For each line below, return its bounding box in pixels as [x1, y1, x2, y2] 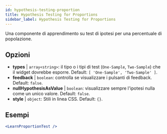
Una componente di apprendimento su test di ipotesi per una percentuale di [5, 31, 162, 37]
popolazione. [5, 36, 33, 42]
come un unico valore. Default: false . [12, 91, 91, 97]
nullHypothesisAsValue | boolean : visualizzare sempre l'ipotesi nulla [12, 85, 155, 91]
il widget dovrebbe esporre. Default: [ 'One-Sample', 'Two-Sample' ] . [12, 69, 157, 76]
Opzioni [5, 50, 30, 59]
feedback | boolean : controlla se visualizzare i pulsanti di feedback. [12, 75, 152, 81]
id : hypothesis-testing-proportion [5, 7, 80, 13]
